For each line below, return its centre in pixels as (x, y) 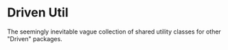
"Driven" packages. (35, 38)
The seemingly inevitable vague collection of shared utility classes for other (114, 32)
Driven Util (38, 13)
